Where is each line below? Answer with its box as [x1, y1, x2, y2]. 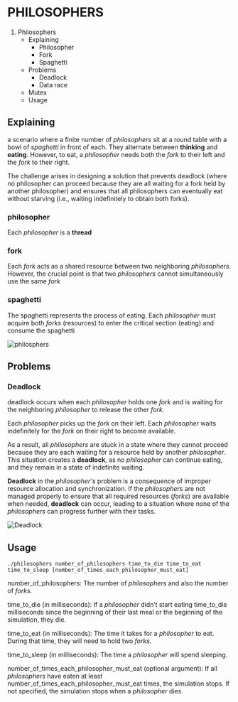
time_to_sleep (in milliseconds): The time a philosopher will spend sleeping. [7, 651, 228, 659]
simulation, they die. [7, 615, 66, 624]
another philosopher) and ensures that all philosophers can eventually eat [7, 186, 223, 195]
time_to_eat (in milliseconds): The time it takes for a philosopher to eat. [7, 630, 215, 638]
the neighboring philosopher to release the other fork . [7, 406, 165, 414]
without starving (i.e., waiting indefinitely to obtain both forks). [7, 194, 190, 202]
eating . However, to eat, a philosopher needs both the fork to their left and [7, 150, 225, 158]
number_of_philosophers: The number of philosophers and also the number [7, 579, 229, 588]
